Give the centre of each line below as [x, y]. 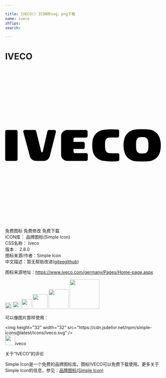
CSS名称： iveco [22, 243]
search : [13, 28]
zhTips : [13, 23]
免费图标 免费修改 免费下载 [32, 231]
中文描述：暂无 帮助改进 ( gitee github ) [42, 262]
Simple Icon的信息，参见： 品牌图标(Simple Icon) [54, 371]
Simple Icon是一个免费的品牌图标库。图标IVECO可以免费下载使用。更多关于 [82, 364]
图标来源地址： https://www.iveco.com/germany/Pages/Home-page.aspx [79, 272]
